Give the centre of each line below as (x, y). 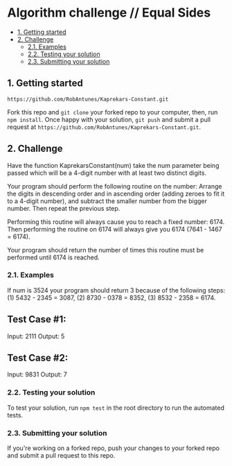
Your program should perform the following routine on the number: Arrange (115, 186)
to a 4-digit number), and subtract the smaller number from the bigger (107, 201)
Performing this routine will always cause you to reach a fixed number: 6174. (116, 222)
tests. (15, 415)
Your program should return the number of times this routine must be (106, 250)
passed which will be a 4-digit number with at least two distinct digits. (107, 173)
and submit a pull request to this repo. (61, 456)
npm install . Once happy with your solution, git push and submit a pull (109, 119)
